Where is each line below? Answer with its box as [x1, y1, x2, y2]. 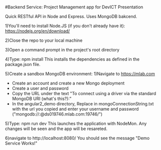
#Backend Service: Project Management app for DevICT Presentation [5, 4, 144, 10]
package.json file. [5, 62, 41, 67]
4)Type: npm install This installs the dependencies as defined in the [5, 56, 140, 62]
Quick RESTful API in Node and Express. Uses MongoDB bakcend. [5, 14, 137, 19]
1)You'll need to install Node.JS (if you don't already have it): [5, 23, 126, 29]
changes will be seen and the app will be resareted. [5, 126, 108, 132]
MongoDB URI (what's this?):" [12, 96, 72, 101]
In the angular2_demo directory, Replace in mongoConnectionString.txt [12, 101, 154, 106]
